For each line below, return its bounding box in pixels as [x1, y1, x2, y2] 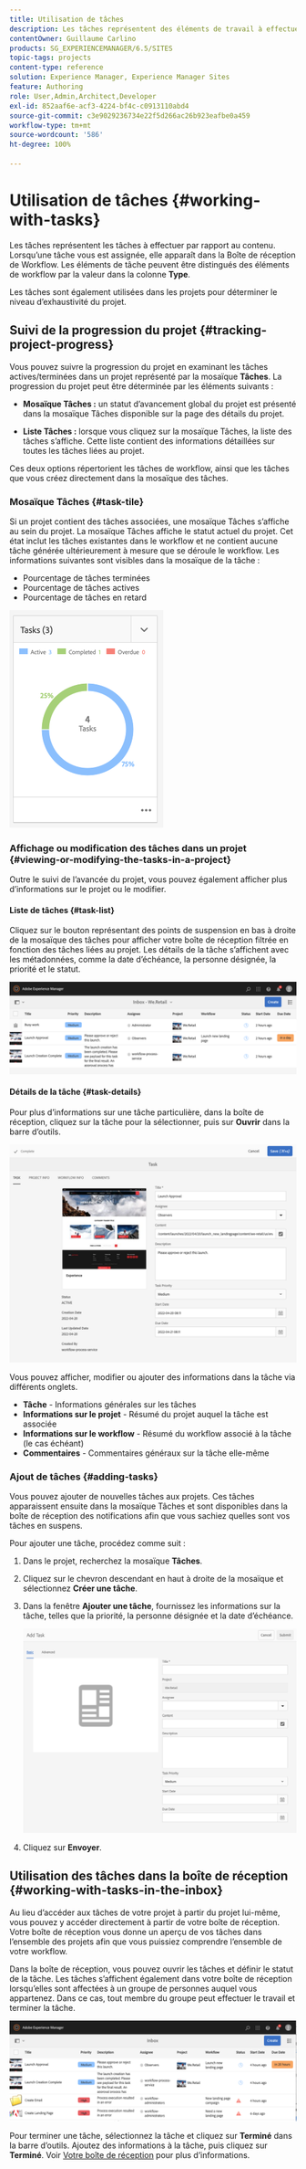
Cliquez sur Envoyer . [22, 1842, 102, 1853]
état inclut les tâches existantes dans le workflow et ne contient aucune [9, 535, 279, 546]
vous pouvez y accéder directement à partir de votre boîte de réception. [9, 1916, 280, 1927]
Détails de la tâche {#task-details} [9, 1087, 142, 1098]
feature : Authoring [9, 82, 84, 91]
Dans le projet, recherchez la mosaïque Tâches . [22, 1555, 203, 1566]
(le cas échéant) [22, 1438, 85, 1448]
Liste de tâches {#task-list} [9, 904, 116, 915]
